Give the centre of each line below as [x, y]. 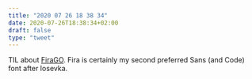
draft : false [30, 30]
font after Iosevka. [38, 69]
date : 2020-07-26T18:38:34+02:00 [63, 23]
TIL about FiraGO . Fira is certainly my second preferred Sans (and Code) [127, 60]
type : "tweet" [32, 38]
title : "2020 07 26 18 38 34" [58, 15]
